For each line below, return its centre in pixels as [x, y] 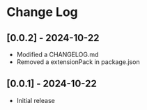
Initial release [36, 100]
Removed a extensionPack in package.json [78, 62]
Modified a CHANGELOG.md [57, 54]
